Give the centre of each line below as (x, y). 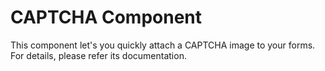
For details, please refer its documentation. (98, 55)
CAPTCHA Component (106, 17)
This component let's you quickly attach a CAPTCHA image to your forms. (163, 45)
